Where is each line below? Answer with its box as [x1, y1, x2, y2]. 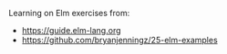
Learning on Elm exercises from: [8, 8, 130, 18]
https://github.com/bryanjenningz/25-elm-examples [21, 35, 218, 45]
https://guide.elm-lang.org [21, 25, 121, 35]
